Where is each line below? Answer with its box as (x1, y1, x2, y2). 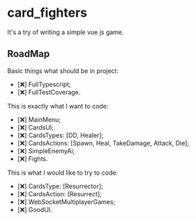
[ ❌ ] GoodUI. (17, 205, 52, 214)
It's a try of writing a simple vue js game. (7, 28, 124, 36)
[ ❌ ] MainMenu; (17, 115, 61, 123)
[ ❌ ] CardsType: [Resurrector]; (17, 182, 103, 190)
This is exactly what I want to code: (7, 102, 109, 110)
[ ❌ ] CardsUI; (17, 123, 54, 132)
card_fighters (7, 5, 88, 21)
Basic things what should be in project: (7, 66, 119, 74)
